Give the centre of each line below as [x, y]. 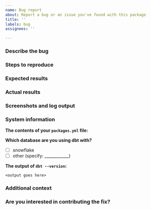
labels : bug [18, 24]
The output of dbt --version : [36, 166]
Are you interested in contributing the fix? [58, 202]
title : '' [16, 19]
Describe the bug [27, 51]
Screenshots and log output [40, 106]
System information [30, 119]
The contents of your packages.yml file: [47, 131]
